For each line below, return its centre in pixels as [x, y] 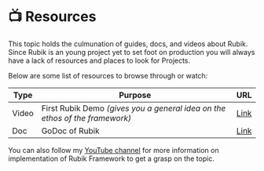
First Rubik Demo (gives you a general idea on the [134, 108]
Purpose [135, 95]
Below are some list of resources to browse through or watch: [108, 75]
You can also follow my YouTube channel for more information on [114, 150]
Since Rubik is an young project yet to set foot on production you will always [132, 52]
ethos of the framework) [86, 118]
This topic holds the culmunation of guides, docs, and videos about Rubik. [128, 44]
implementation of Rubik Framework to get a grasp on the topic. [111, 158]
